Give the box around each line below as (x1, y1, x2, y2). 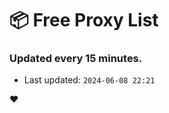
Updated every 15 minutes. (9, 52, 143, 66)
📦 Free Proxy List (9, 9, 159, 32)
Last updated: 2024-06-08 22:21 (23, 74, 156, 86)
